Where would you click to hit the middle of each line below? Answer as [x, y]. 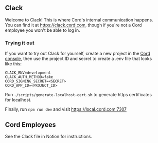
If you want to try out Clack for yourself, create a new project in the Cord [78, 54]
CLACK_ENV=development [28, 73]
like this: [13, 64]
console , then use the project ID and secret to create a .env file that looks [79, 59]
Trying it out [20, 42]
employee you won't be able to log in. [43, 30]
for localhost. [18, 100]
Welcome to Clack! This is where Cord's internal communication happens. [79, 20]
